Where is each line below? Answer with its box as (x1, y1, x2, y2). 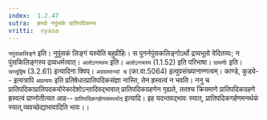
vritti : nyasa (8, 26, 59, 34)
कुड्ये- (241, 66, 259, 76)
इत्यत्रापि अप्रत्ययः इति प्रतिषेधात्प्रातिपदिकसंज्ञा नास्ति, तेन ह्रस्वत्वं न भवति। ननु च (13, 75, 210, 85)
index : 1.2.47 (8, 11, 59, 20)
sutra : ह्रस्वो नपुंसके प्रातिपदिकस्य (8, 19, 96, 27)
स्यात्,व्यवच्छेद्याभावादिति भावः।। (8, 102, 90, 112)
